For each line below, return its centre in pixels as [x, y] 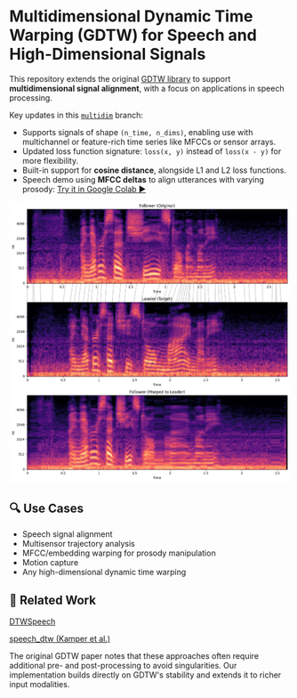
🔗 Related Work [52, 600]
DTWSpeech [32, 621]
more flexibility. [50, 160]
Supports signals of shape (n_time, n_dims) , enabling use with [137, 132]
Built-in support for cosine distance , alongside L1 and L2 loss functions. [154, 170]
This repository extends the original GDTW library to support [120, 78]
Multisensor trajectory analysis [78, 544]
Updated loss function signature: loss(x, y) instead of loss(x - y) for [152, 151]
